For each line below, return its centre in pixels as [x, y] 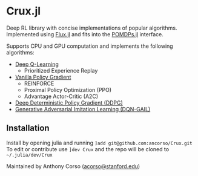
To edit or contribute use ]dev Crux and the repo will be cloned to [88, 149]
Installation [28, 128]
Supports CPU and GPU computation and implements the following [90, 46]
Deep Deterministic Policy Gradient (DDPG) [69, 103]
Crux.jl [24, 11]
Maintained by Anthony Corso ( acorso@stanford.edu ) [73, 166]
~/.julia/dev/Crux [29, 155]
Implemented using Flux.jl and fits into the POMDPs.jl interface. [85, 34]
